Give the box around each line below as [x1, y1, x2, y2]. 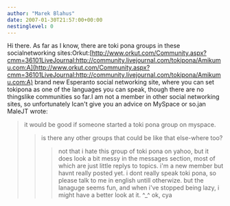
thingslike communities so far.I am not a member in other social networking [7, 93, 220, 101]
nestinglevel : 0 [7, 23, 54, 30]
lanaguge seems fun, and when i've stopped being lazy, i [58, 183, 220, 192]
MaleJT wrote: [7, 107, 48, 115]
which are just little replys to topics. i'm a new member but [58, 162, 224, 170]
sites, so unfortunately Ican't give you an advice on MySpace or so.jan [7, 100, 206, 108]
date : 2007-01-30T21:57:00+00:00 [7, 16, 103, 23]
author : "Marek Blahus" [7, 10, 76, 17]
